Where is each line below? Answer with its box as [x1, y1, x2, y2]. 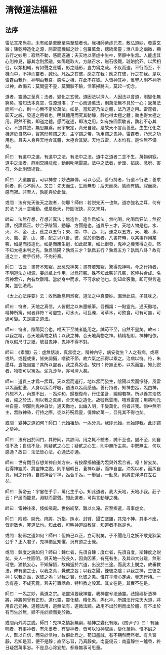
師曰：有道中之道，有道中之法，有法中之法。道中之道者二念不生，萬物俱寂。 [5, 154, 161, 159]
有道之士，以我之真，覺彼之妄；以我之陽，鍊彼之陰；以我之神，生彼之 [18, 568, 161, 573]
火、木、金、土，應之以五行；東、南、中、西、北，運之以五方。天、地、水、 [5, 229, 161, 234]
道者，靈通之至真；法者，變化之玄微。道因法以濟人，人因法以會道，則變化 [5, 94, 157, 100]
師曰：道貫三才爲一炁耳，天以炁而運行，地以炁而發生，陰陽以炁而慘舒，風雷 [5, 378, 161, 384]
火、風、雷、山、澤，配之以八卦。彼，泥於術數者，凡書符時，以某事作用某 [5, 235, 157, 241]
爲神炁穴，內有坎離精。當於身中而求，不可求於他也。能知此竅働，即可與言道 [5, 276, 161, 282]
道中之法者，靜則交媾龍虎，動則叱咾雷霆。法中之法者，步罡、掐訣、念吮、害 [5, 160, 161, 166]
